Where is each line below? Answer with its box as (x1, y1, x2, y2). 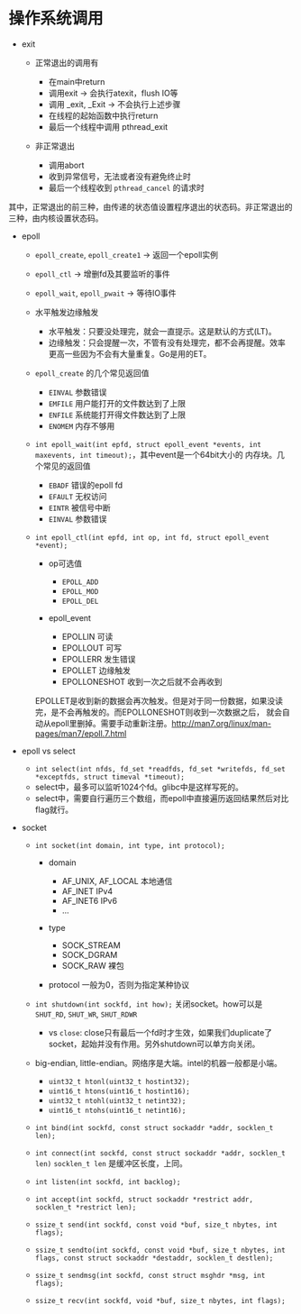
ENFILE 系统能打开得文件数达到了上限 (48, 409, 187, 420)
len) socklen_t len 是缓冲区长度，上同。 (34, 1157, 188, 1168)
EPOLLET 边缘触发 (61, 664, 132, 676)
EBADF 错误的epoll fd (48, 479, 123, 490)
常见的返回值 (42, 461, 91, 471)
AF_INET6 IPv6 (61, 895, 118, 906)
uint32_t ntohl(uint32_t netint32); (48, 1096, 187, 1105)
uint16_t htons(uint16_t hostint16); (48, 1087, 190, 1096)
